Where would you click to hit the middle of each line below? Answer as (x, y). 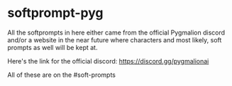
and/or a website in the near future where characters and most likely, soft (115, 39)
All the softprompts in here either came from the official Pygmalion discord (116, 32)
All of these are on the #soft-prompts (61, 75)
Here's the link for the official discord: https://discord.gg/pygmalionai (108, 61)
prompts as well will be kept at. (53, 47)
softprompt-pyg (55, 13)
